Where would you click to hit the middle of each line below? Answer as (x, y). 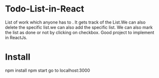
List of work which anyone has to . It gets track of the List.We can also (75, 22)
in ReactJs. (16, 38)
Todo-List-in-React (44, 9)
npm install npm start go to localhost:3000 (47, 70)
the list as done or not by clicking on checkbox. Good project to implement (80, 32)
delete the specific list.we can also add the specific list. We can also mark (79, 27)
